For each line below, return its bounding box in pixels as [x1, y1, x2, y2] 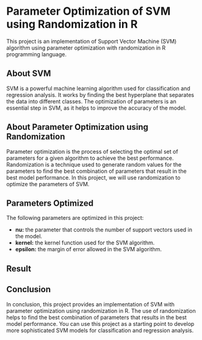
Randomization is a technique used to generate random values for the [6, 161, 182, 168]
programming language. [6, 50, 67, 58]
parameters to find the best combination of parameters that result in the [6, 167, 187, 175]
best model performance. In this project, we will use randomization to [6, 173, 181, 181]
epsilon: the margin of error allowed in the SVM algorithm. [15, 246, 162, 253]
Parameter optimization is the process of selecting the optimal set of [6, 148, 178, 155]
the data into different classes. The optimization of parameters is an [6, 97, 177, 105]
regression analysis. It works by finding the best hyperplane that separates [6, 91, 194, 99]
